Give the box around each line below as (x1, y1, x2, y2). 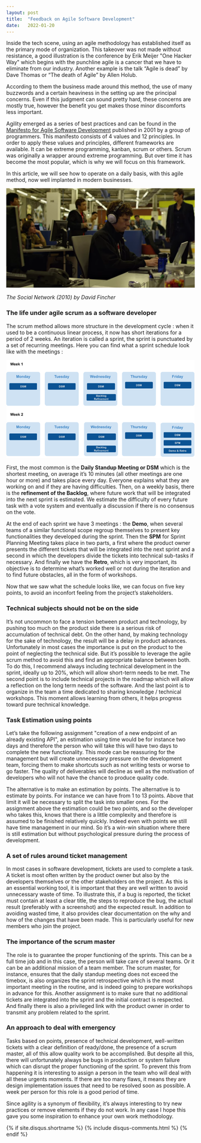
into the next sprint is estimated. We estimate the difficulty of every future (6, 496, 188, 503)
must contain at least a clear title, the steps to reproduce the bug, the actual (6, 897, 193, 904)
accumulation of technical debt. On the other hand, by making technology (6, 631, 188, 638)
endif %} (6, 1130, 28, 1138)
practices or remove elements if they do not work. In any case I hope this (6, 1106, 186, 1113)
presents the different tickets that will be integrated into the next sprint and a (6, 546, 195, 553)
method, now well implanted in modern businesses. (6, 176, 133, 184)
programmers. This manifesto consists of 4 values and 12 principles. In (6, 133, 181, 140)
